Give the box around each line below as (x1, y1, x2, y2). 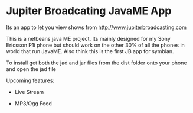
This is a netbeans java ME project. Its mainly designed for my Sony (6, 35, 171, 42)
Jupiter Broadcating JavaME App (6, 4, 172, 18)
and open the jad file (6, 65, 56, 72)
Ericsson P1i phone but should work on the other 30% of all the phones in (6, 41, 185, 49)
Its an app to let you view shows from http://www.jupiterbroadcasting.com (6, 24, 187, 31)
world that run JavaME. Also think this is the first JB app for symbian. (6, 47, 174, 54)
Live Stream (14, 88, 44, 95)
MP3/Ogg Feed (14, 99, 52, 107)
